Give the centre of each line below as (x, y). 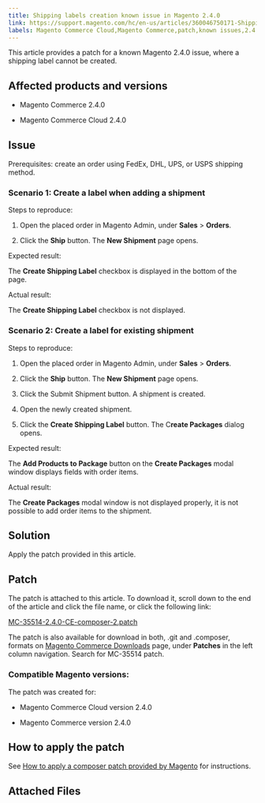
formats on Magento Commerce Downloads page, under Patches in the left (131, 646)
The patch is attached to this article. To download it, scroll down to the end (130, 598)
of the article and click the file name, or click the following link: (110, 607)
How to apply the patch (66, 747)
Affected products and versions (88, 86)
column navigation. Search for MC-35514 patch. (86, 654)
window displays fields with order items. (74, 471)
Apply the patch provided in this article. (72, 554)
